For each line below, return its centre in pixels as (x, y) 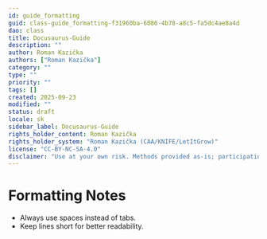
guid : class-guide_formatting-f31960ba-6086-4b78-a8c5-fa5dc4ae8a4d (124, 23)
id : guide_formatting (44, 16)
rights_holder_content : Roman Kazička (72, 134)
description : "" (35, 45)
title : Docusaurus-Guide (49, 38)
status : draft (32, 112)
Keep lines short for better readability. (82, 226)
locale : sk (26, 119)
